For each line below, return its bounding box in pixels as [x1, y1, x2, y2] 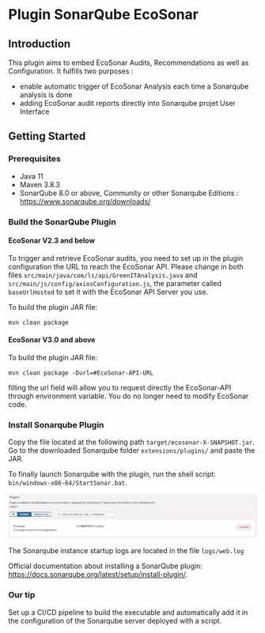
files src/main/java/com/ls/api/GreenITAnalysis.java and [8, 270, 198, 280]
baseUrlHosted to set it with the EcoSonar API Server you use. [8, 287, 208, 296]
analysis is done [19, 90, 73, 100]
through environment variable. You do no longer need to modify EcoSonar [8, 391, 249, 401]
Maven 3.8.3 [19, 179, 61, 189]
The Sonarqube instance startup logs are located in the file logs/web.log [8, 546, 244, 556]
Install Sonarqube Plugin [8, 419, 104, 430]
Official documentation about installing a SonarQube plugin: [8, 561, 203, 571]
